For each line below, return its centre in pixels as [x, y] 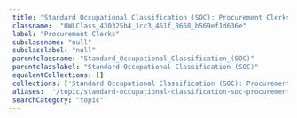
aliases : [28, 91]
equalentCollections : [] [58, 75]
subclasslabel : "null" [54, 51]
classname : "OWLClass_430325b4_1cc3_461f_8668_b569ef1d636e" [129, 26]
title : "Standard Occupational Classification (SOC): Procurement [137, 17]
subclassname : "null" [52, 42]
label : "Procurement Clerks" [66, 34]
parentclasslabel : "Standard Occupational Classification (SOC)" [135, 67]
